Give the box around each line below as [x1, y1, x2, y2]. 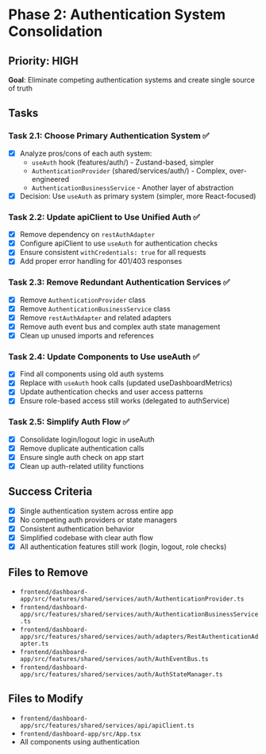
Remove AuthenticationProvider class [19, 295, 146, 304]
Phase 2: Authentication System [8, 6, 226, 24]
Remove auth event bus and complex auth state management [19, 322, 221, 331]
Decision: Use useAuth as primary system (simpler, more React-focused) [19, 191, 256, 200]
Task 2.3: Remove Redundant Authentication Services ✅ [8, 276, 230, 288]
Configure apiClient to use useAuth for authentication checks [19, 238, 218, 248]
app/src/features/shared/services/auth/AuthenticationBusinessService [19, 610, 259, 618]
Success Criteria [8, 485, 93, 498]
